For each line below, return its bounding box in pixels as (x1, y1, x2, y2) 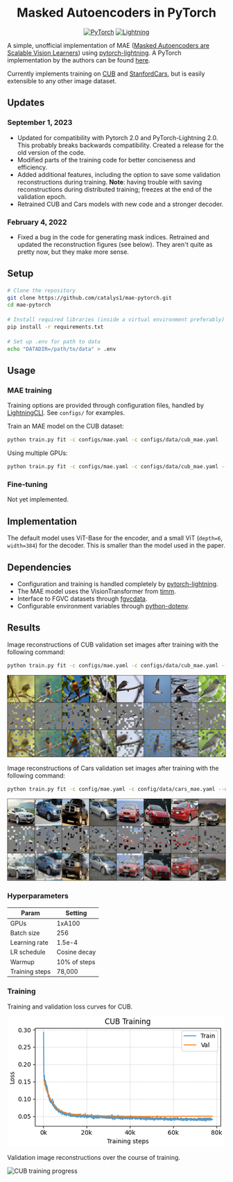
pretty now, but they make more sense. (17, 248, 130, 256)
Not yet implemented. (7, 495, 69, 504)
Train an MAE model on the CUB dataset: (7, 422, 124, 431)
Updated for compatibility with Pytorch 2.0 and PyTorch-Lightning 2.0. (17, 133, 218, 142)
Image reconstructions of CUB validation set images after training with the (7, 640, 218, 649)
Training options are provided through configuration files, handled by (7, 401, 205, 410)
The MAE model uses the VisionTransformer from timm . (17, 587, 176, 595)
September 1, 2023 (7, 118, 73, 128)
